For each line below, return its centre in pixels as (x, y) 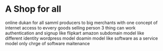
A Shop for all (33, 9)
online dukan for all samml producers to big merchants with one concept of (81, 23)
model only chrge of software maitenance (48, 43)
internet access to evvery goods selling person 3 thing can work (70, 27)
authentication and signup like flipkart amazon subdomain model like (75, 33)
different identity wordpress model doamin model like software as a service (81, 38)
